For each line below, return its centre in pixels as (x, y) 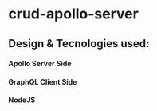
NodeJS (22, 100)
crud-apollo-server (74, 14)
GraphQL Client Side (43, 81)
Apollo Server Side (40, 64)
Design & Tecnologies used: (79, 44)
